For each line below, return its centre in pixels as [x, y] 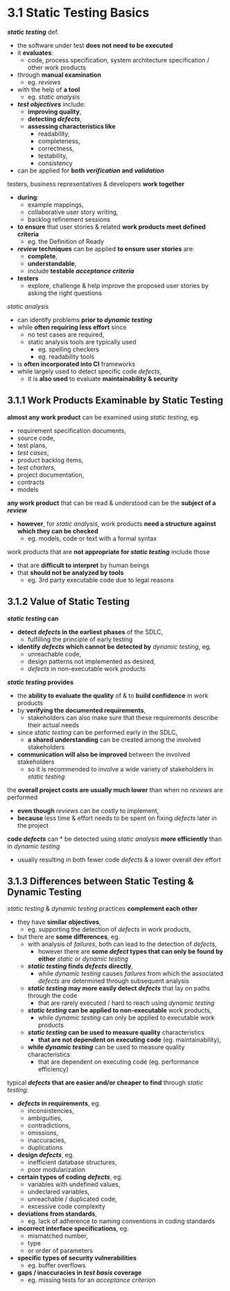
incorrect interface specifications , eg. [73, 1229]
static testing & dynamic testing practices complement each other [103, 909]
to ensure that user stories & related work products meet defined [112, 226]
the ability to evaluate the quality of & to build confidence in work [113, 695]
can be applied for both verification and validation [90, 170]
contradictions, [49, 1125]
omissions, [43, 1133]
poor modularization [56, 1170]
